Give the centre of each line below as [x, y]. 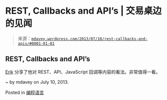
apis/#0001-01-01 [36, 43]
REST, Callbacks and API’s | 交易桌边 [83, 11]
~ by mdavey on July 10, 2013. [37, 82]
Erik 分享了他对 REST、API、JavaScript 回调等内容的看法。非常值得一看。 [83, 72]
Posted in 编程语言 [25, 92]
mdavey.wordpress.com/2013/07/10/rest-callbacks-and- [89, 39]
